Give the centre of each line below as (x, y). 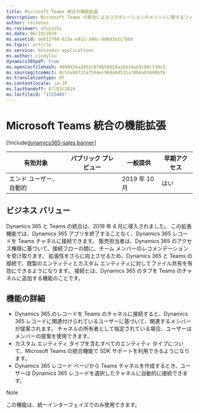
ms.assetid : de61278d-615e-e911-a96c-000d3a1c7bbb (70, 39)
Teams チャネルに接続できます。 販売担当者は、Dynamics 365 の (97, 241)
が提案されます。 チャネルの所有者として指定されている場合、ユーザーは (103, 329)
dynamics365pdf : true (33, 61)
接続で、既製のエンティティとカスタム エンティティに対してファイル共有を (97, 263)
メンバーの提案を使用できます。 (54, 336)
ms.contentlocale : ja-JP (37, 84)
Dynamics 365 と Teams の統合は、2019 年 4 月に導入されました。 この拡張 (99, 226)
